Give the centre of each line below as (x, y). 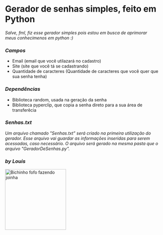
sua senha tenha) (29, 77)
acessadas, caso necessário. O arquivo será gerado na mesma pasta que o (81, 143)
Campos (15, 50)
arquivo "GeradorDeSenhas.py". (37, 149)
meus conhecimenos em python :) (39, 38)
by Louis (15, 161)
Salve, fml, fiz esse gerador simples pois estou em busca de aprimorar (76, 33)
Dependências (23, 89)
